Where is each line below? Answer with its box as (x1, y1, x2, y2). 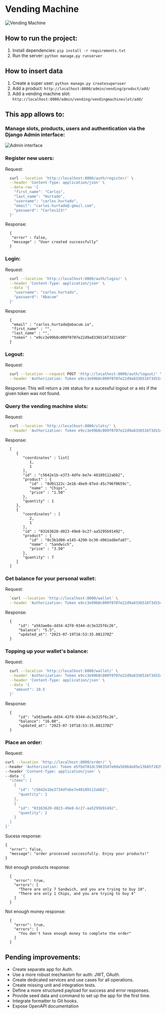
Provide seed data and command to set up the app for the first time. (12, 992, 151, 998)
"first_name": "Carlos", (14, 190, 65, 194)
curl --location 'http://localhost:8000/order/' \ (5, 760, 112, 765)
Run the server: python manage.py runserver (12, 52, 103, 58)
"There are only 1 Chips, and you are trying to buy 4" (18, 891, 136, 896)
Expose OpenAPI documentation (12, 1003, 79, 1009)
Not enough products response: (5, 865, 70, 870)
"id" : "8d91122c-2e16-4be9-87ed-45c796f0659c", (29, 482, 132, 486)
